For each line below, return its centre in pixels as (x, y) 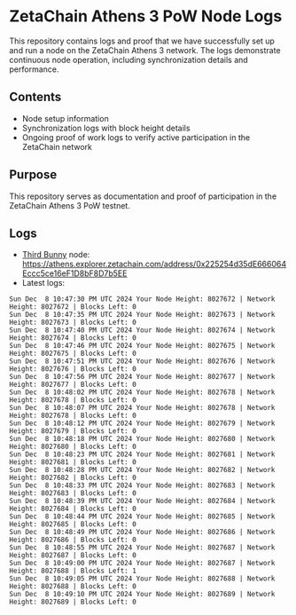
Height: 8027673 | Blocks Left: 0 (73, 323)
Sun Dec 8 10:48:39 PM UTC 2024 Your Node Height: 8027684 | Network (142, 501)
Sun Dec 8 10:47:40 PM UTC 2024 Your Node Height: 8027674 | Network (142, 330)
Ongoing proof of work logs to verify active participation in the (136, 137)
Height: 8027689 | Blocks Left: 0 (73, 602)
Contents (35, 97)
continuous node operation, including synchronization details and (129, 59)
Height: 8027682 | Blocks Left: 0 (73, 478)
